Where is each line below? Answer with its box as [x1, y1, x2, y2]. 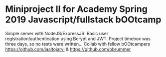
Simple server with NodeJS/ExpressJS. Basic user [5, 30, 109, 36]
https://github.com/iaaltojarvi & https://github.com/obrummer [5, 46, 131, 52]
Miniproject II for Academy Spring [5, 3, 148, 15]
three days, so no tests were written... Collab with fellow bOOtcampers [5, 41, 151, 47]
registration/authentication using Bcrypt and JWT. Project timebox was [5, 36, 151, 42]
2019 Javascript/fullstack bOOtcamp [5, 14, 162, 25]
